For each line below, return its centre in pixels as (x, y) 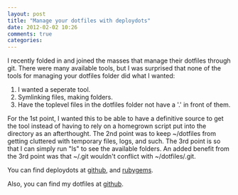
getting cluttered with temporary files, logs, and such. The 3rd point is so (114, 141)
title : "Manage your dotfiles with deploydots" (79, 21)
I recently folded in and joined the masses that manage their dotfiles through (119, 60)
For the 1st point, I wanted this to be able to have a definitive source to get (115, 119)
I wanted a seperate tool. (54, 90)
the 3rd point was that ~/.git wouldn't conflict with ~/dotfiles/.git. (102, 157)
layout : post (27, 14)
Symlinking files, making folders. (65, 97)
